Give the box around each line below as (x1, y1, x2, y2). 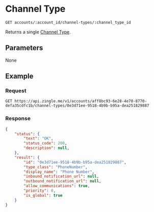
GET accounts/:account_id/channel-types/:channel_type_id (5, 20, 131, 25)
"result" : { (14, 155, 40, 160)
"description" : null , (23, 146, 70, 151)
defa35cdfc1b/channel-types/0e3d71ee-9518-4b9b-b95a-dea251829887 (5, 103, 149, 109)
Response (5, 115, 31, 122)
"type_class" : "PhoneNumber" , (23, 164, 88, 170)
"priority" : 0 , (23, 188, 56, 194)
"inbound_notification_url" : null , (23, 174, 99, 179)
